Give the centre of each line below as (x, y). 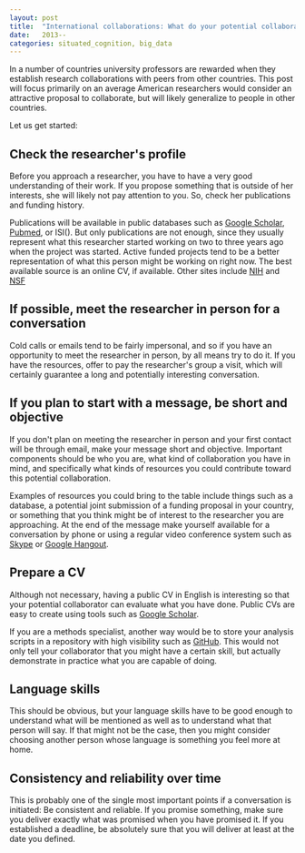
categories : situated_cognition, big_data (91, 43)
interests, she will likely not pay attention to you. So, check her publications (150, 196)
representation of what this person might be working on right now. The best (151, 261)
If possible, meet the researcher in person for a (145, 309)
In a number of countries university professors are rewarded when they (143, 69)
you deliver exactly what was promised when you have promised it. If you (147, 819)
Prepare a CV (48, 573)
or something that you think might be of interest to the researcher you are (147, 514)
